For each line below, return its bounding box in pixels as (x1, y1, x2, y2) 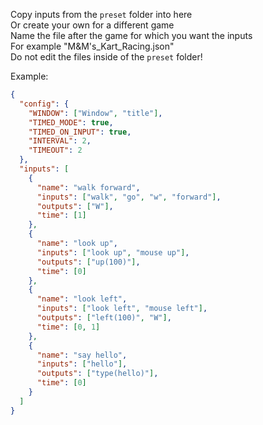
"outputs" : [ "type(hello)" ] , (36, 369, 159, 379)
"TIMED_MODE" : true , (28, 117, 114, 128)
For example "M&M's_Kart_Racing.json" (10, 40, 175, 52)
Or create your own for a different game (10, 19, 175, 31)
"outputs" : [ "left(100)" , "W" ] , (36, 313, 172, 323)
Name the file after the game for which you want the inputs (10, 30, 253, 41)
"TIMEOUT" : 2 (28, 145, 83, 156)
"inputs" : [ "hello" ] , (36, 359, 128, 369)
